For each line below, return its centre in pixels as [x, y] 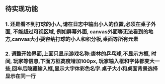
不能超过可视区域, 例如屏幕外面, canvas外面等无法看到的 [81, 32]
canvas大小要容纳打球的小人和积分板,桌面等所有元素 [75, 39]
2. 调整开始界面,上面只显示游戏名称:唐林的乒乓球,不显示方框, [78, 54]
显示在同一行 [21, 76]
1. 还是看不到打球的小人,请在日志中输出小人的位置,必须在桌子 [78, 24]
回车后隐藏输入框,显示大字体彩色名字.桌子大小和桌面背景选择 [85, 69]
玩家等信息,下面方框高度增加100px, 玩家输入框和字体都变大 [84, 61]
